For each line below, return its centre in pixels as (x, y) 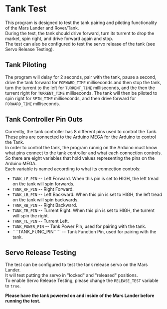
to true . (13, 286)
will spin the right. (31, 215)
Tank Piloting (26, 65)
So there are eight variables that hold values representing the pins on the (80, 158)
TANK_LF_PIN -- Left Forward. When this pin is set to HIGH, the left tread (85, 178)
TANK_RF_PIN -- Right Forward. (43, 189)
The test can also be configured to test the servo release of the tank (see (80, 44)
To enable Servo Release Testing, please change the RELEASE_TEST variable (82, 280)
